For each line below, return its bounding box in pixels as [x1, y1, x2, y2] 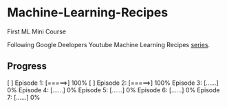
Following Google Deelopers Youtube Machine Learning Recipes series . [7, 40, 210, 49]
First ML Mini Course [7, 27, 67, 36]
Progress [7, 60, 47, 72]
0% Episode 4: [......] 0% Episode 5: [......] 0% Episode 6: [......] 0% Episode [7, 85, 220, 94]
